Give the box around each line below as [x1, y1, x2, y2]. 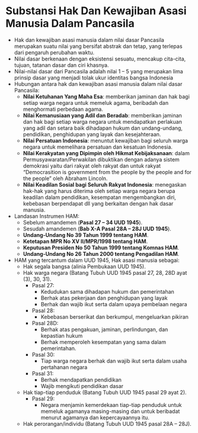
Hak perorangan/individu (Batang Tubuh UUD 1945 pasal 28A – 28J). [23, 420, 192, 427]
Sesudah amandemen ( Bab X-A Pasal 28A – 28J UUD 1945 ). [23, 225, 171, 232]
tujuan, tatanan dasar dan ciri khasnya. [14, 61, 109, 69]
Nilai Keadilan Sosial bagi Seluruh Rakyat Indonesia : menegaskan [23, 181, 187, 188]
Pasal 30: [31, 351, 55, 358]
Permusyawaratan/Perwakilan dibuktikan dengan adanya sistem [23, 156, 180, 163]
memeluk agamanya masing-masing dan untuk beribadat [40, 408, 180, 415]
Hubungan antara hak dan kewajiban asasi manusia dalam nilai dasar [14, 80, 183, 87]
